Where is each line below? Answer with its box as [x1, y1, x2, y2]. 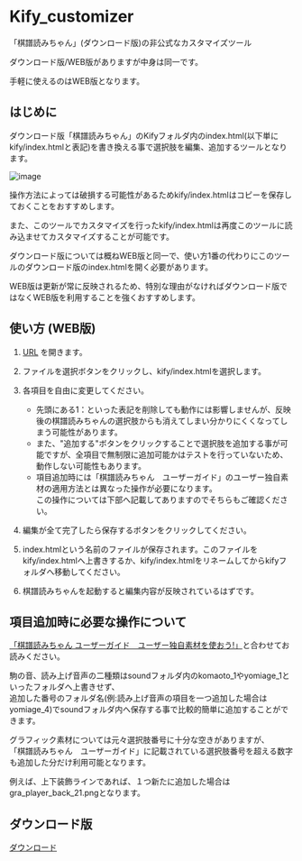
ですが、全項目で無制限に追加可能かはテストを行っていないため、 [43, 449, 288, 460]
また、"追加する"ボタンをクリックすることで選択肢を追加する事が [35, 437, 281, 448]
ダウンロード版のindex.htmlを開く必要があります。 [24, 261, 214, 272]
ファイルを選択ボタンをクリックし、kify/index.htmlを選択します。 [22, 365, 267, 376]
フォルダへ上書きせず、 [32, 682, 120, 692]
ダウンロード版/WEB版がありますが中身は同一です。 [9, 56, 204, 67]
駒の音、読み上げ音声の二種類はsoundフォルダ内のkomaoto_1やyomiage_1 [9, 670, 282, 682]
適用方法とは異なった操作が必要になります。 [51, 482, 218, 493]
